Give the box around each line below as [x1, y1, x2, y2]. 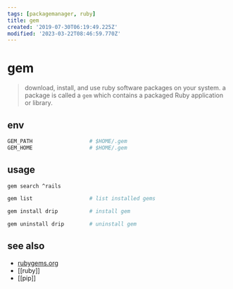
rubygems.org [17, 259, 58, 267]
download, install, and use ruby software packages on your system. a [24, 84, 227, 92]
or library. [24, 99, 53, 107]
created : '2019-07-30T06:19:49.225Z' [7, 23, 118, 30]
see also [7, 240, 45, 252]
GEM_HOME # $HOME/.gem [7, 144, 128, 152]
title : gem [7, 17, 39, 24]
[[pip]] [17, 273, 37, 282]
